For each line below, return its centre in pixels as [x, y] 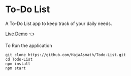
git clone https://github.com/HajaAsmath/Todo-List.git [65, 55]
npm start [16, 68]
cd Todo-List [19, 59]
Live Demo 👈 [20, 34]
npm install [18, 64]
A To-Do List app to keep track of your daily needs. [59, 23]
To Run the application [29, 45]
